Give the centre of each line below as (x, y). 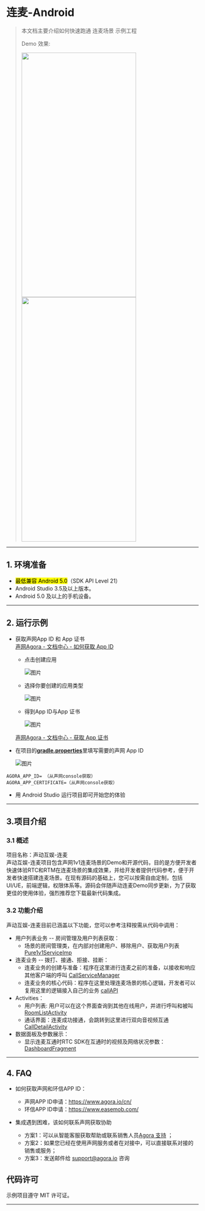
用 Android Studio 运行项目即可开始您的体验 (70, 795)
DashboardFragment (50, 1048)
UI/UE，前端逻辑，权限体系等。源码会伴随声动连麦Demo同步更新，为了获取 (101, 885)
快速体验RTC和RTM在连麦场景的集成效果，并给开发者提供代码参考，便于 (98, 870)
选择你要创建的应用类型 (54, 685)
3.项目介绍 (27, 821)
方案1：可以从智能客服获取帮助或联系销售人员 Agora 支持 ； (99, 1135)
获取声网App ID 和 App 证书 (50, 639)
